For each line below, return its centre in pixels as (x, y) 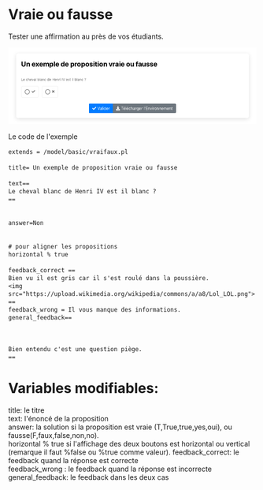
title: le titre (26, 410)
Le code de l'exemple (43, 137)
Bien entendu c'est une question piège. (76, 349)
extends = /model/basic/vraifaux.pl (68, 151)
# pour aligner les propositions (63, 246)
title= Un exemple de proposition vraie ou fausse (93, 167)
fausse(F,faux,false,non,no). (54, 435)
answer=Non (26, 223)
